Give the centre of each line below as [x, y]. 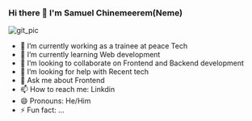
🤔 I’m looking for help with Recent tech [84, 72]
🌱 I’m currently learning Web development [90, 55]
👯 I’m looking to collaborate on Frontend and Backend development [132, 63]
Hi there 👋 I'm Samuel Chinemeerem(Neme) [96, 13]
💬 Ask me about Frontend [62, 81]
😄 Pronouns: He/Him [55, 101]
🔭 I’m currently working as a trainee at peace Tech [104, 46]
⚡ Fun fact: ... [42, 110]
